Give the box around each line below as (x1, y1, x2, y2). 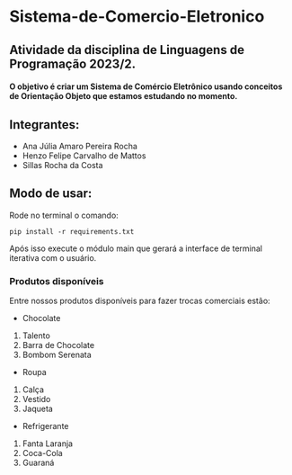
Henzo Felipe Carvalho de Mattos (22, 150, 146, 161)
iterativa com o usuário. (9, 252, 97, 263)
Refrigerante (22, 421, 69, 432)
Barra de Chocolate (22, 340, 95, 351)
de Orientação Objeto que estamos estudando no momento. (9, 91, 238, 102)
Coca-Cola (22, 448, 63, 459)
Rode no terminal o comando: (9, 210, 119, 220)
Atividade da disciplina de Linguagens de (9, 42, 245, 58)
